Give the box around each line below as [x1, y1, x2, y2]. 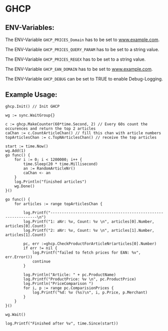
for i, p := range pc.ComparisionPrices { [23, 285, 114, 291]
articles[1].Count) [5, 232, 46, 237]
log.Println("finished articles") [14, 179, 87, 184]
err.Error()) [5, 254, 33, 260]
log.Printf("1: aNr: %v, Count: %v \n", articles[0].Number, [23, 219, 155, 224]
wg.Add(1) [5, 148, 26, 153]
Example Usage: [5, 91, 58, 99]
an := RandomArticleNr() [23, 165, 76, 171]
